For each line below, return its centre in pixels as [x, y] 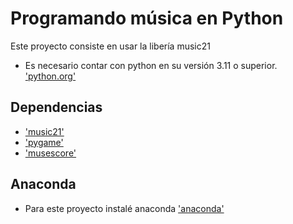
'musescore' [50, 153]
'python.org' [50, 76]
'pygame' [44, 142]
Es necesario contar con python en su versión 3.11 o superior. [151, 65]
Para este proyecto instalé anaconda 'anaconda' [124, 208]
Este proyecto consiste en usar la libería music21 [110, 46]
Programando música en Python [147, 18]
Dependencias [56, 107]
